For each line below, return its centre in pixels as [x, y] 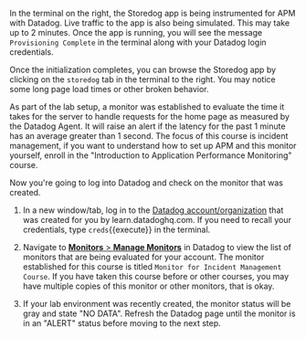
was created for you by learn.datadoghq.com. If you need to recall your [157, 220]
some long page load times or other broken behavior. [109, 89]
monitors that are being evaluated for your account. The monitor [143, 257]
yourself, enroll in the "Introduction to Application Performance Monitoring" [151, 155]
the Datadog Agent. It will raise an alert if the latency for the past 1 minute [148, 126]
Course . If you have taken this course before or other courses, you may [156, 276]
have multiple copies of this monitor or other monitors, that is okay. [148, 286]
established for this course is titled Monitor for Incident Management [152, 267]
